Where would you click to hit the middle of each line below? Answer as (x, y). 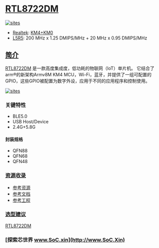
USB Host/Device (30, 122)
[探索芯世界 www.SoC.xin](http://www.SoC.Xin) (65, 239)
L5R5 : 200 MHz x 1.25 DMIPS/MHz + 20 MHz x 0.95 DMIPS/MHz (80, 38)
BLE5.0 (20, 116)
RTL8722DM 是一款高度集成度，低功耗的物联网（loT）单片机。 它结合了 (80, 68)
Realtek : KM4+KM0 (33, 32)
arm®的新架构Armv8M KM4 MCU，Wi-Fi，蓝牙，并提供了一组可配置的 (78, 74)
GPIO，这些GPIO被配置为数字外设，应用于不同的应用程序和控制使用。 (77, 81)
